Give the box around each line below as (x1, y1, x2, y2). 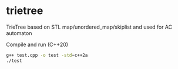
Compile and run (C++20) (6, 41, 69, 48)
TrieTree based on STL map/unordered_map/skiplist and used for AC (6, 23, 173, 30)
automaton (6, 29, 32, 36)
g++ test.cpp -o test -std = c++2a (6, 52, 88, 58)
